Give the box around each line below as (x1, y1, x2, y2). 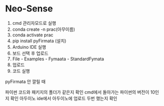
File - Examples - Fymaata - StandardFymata (12, 56, 104, 62)
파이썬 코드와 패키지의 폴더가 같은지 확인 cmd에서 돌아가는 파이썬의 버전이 (5, 89, 150, 95)
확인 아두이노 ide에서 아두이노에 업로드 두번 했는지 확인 (10, 95, 118, 101)
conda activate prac (12, 32, 54, 38)
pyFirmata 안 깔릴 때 (5, 78, 46, 85)
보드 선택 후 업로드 (12, 50, 49, 56)
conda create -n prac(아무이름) (12, 26, 76, 32)
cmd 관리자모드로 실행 (12, 20, 56, 26)
